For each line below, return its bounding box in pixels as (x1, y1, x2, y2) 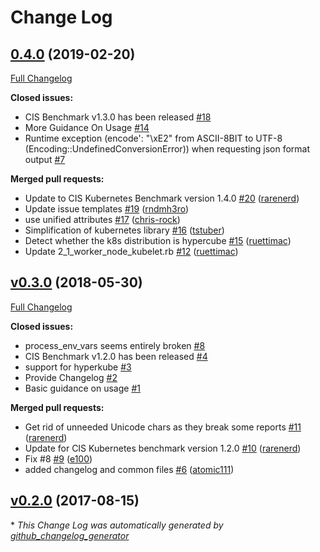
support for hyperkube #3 (24, 361, 132, 373)
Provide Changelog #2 (24, 371, 118, 383)
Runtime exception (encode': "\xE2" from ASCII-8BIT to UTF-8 (24, 132, 283, 144)
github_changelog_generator (10, 529, 130, 541)
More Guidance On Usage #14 (24, 122, 150, 133)
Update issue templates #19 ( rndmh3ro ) (24, 203, 190, 215)
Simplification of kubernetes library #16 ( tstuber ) (24, 224, 225, 236)
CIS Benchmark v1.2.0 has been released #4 (24, 350, 208, 362)
